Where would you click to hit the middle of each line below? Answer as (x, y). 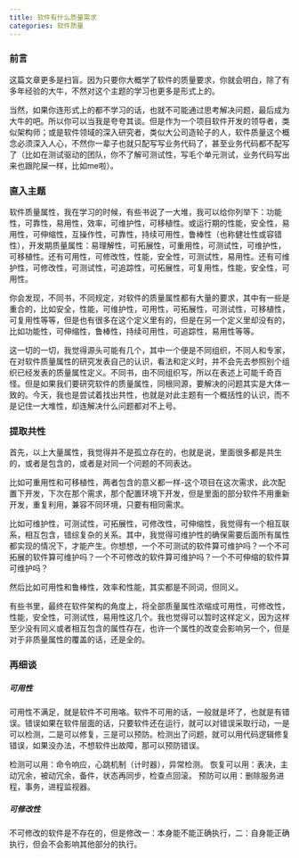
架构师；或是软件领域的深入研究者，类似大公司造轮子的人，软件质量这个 (149, 132)
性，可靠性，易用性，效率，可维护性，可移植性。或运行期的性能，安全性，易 (149, 223)
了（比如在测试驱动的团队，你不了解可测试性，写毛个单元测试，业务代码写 (145, 154)
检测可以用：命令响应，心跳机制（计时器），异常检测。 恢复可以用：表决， (145, 764)
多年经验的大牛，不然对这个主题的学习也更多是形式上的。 (114, 91)
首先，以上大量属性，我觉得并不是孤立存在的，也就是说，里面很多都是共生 (145, 452)
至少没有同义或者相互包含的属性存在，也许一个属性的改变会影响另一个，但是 (149, 629)
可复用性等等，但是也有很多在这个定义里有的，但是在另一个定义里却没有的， (149, 320)
